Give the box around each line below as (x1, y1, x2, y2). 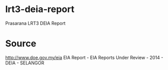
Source (5, 38, 37, 49)
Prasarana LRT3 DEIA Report (5, 20, 66, 26)
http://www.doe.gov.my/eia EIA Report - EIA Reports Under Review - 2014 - (5, 54, 164, 60)
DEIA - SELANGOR (5, 59, 44, 66)
